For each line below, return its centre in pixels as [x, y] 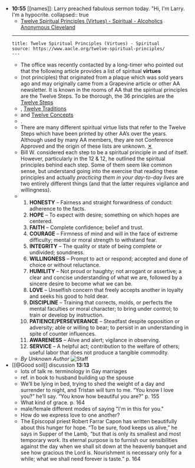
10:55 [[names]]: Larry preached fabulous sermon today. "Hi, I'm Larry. [98, 9]
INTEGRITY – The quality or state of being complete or [96, 246]
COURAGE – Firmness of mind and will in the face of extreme [103, 234]
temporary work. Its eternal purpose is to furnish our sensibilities [99, 440]
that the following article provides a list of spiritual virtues [90, 71]
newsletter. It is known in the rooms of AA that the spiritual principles [104, 90]
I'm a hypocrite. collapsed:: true [50, 15]
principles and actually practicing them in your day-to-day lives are [102, 177]
